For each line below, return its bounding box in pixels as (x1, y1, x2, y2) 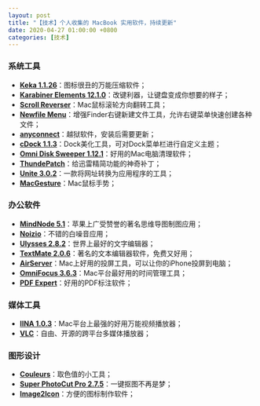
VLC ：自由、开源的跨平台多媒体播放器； (19, 329, 152, 338)
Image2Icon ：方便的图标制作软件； (19, 390, 136, 399)
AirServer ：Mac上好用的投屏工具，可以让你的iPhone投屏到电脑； (19, 258, 233, 268)
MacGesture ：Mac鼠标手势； (19, 178, 116, 188)
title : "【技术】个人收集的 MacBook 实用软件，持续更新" (8, 19, 177, 27)
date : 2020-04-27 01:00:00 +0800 (8, 26, 118, 34)
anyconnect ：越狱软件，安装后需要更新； (19, 129, 156, 138)
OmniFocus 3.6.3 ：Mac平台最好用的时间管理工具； (19, 268, 187, 277)
